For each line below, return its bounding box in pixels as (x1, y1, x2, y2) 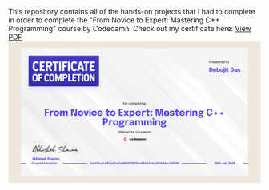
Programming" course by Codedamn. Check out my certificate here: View (8, 24, 252, 33)
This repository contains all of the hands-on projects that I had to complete (8, 7, 255, 16)
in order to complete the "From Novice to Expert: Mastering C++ (8, 15, 220, 25)
